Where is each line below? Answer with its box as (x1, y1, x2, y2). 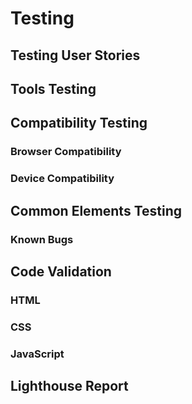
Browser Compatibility (10, 145, 122, 159)
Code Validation (10, 263, 112, 280)
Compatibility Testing (10, 115, 148, 132)
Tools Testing (10, 80, 97, 97)
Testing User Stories (10, 47, 141, 64)
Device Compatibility (10, 172, 115, 186)
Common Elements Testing (10, 202, 183, 219)
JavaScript (10, 347, 65, 361)
